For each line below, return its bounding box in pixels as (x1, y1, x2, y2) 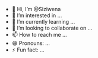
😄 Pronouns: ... (11, 40, 50, 47)
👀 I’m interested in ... (11, 12, 62, 19)
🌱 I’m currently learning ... (11, 18, 75, 25)
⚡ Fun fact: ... (11, 46, 45, 53)
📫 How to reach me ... (11, 31, 67, 38)
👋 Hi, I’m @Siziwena (11, 6, 61, 12)
